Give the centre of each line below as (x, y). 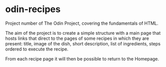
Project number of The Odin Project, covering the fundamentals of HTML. (82, 23)
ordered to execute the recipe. (37, 49)
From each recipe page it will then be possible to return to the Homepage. (82, 58)
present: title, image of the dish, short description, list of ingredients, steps (83, 43)
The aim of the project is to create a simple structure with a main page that (83, 33)
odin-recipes (33, 9)
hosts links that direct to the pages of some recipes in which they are (77, 38)
